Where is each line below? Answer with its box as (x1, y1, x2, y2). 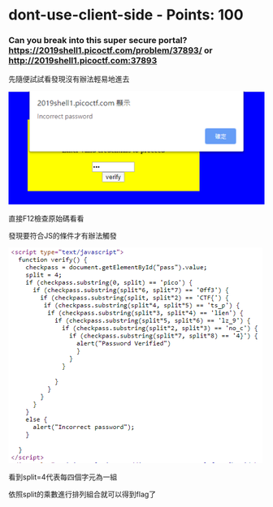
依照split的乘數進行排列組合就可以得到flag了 (8, 489, 157, 500)
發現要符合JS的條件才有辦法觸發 (8, 231, 117, 241)
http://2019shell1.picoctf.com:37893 (8, 55, 158, 67)
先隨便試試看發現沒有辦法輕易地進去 (8, 75, 130, 84)
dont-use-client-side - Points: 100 (8, 6, 244, 24)
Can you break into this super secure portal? (8, 35, 188, 46)
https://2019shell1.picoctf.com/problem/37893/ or (8, 45, 213, 56)
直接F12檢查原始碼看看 (8, 213, 84, 224)
